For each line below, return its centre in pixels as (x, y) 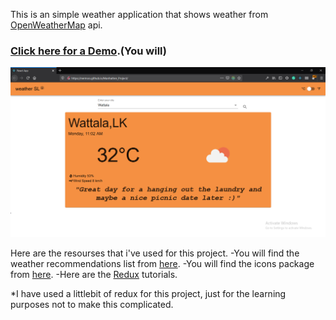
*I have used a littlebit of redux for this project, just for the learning (148, 294)
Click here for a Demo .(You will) (88, 51)
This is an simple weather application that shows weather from (139, 14)
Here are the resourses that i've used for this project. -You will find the (155, 253)
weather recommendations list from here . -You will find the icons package (162, 264)
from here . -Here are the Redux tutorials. (94, 275)
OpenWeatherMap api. (56, 25)
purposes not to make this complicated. (92, 305)
